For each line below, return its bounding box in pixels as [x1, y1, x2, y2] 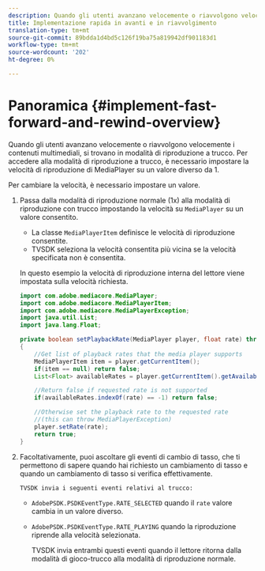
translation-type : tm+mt [8, 26, 90, 34]
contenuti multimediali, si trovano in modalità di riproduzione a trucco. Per [8, 148, 248, 157]
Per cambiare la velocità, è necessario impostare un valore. [8, 180, 201, 190]
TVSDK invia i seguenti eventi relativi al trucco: [19, 484, 193, 492]
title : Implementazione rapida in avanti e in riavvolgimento [8, 19, 217, 27]
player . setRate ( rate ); [34, 422, 109, 431]
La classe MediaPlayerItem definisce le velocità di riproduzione [31, 227, 235, 237]
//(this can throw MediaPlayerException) [34, 416, 172, 424]
